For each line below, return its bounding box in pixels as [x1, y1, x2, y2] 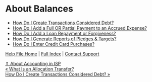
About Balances [5, 3, 73, 15]
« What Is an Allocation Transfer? [5, 66, 74, 72]
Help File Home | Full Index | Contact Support [5, 51, 99, 57]
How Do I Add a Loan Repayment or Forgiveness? [12, 30, 116, 36]
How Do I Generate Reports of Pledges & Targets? [12, 36, 117, 42]
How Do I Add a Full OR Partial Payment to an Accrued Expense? [12, 25, 147, 31]
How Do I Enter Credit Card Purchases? [12, 41, 95, 47]
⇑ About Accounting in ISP [5, 60, 61, 66]
